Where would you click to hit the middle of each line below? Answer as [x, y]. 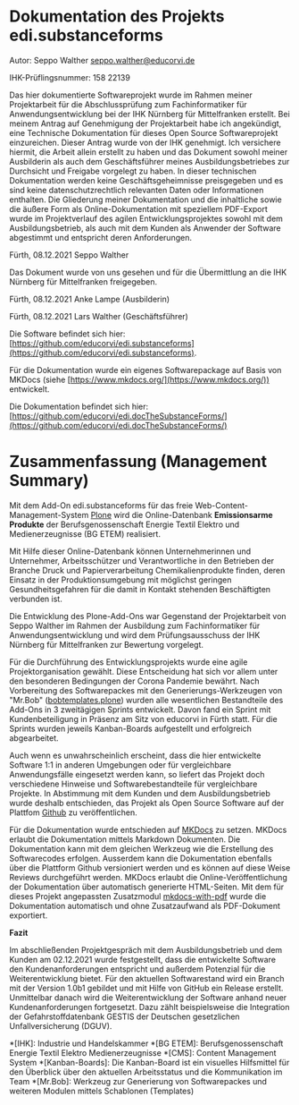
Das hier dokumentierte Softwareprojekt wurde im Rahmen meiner [131, 95]
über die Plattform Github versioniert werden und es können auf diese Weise [150, 867]
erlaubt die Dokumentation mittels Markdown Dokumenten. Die [125, 839]
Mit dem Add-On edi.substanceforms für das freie [101, 505]
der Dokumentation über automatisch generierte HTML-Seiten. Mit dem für [147, 887]
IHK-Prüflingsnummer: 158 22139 [70, 77]
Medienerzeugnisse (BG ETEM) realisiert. [85, 533]
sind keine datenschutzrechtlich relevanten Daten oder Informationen [137, 190]
